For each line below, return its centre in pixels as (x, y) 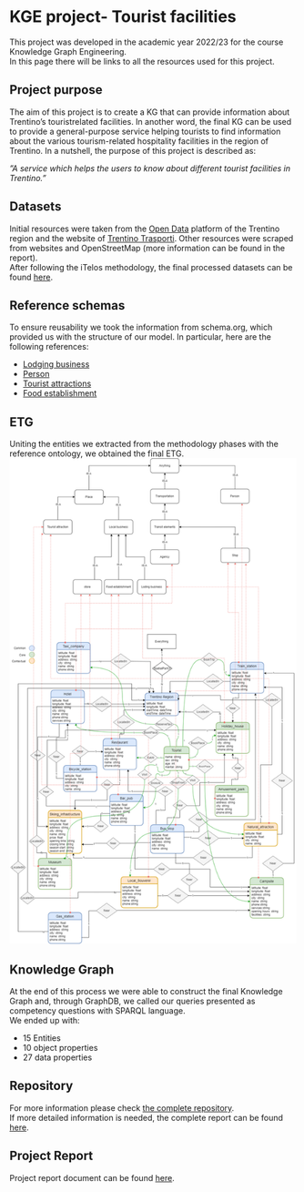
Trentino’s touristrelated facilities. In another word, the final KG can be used (151, 121)
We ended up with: (45, 1021)
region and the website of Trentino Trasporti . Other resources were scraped (152, 238)
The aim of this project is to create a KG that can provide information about (150, 112)
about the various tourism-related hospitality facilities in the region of (139, 141)
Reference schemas (67, 306)
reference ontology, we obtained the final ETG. (97, 453)
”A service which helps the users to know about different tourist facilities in (150, 168)
